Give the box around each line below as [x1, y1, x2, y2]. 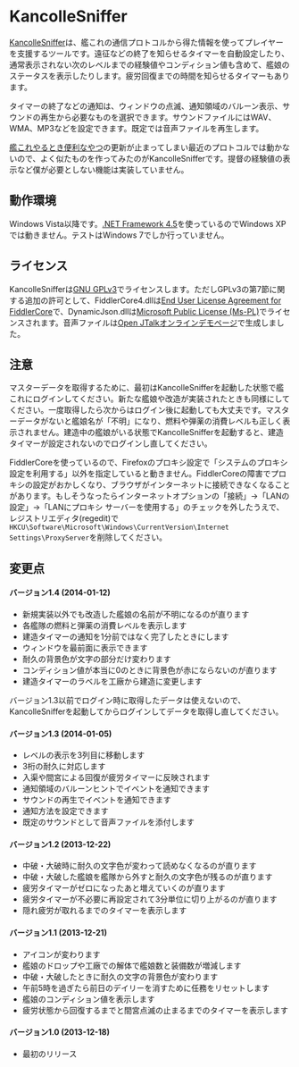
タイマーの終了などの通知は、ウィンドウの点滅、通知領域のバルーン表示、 [9, 100, 283, 111]
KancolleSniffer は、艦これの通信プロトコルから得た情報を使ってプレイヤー [9, 37, 284, 47]
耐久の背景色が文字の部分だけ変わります [21, 653, 171, 664]
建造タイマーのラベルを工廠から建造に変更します [21, 676, 203, 686]
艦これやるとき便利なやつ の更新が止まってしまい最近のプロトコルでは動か [9, 141, 283, 153]
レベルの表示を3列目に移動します [21, 750, 145, 760]
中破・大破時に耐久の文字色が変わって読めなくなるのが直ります [21, 861, 257, 871]
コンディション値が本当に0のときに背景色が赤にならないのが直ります [21, 664, 278, 676]
